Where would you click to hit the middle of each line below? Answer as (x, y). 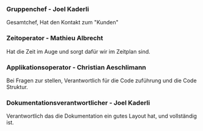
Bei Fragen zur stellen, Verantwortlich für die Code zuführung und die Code (102, 80)
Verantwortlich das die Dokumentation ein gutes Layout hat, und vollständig (102, 116)
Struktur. (17, 87)
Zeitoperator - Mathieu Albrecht (55, 38)
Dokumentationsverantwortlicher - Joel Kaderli (78, 102)
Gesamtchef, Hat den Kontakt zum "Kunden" (63, 23)
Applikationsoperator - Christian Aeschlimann (76, 67)
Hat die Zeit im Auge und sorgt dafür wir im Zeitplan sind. (79, 51)
